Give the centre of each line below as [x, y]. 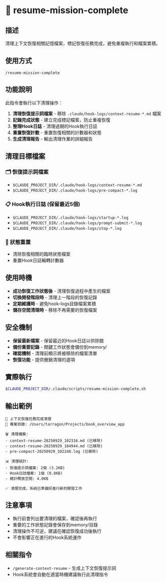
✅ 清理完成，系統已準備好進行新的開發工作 [44, 489]
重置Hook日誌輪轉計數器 [38, 260]
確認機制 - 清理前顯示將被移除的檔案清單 [55, 353]
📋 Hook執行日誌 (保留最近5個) [43, 204]
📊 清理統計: [17, 462]
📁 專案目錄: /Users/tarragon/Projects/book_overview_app [65, 425]
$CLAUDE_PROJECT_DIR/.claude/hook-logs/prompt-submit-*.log [77, 223]
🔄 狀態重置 [18, 242]
